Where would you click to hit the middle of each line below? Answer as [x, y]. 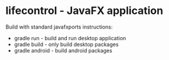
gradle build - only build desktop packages [66, 44]
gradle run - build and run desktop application [70, 38]
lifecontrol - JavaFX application [84, 11]
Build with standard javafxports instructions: [59, 27]
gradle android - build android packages [63, 50]
